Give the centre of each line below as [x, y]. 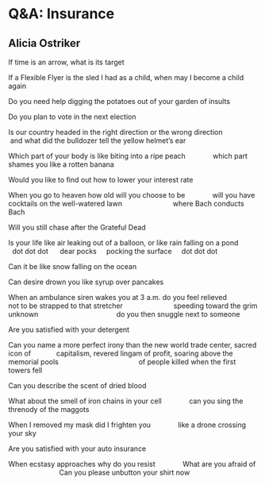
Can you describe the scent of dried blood [77, 385]
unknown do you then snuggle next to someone [124, 314]
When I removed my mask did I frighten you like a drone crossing [127, 425]
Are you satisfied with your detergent [69, 329]
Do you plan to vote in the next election [72, 117]
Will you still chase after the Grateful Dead [77, 227]
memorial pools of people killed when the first [122, 362]
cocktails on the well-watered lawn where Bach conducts [126, 204]
